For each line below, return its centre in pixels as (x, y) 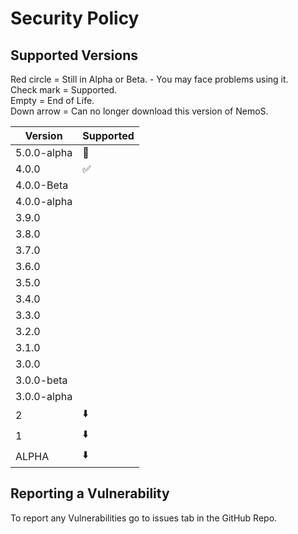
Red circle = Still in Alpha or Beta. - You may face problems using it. (149, 79)
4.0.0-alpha (44, 201)
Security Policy (75, 18)
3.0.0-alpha (44, 396)
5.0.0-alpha (44, 152)
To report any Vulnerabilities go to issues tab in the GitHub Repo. (144, 518)
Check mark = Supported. (64, 90)
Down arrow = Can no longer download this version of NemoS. (139, 111)
